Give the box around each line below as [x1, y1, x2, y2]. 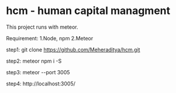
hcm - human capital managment [6, 4, 171, 18]
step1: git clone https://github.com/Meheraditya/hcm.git [6, 46, 140, 53]
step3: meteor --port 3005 [6, 68, 70, 75]
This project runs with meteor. [6, 23, 78, 30]
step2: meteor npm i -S [6, 57, 62, 64]
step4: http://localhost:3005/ [6, 80, 76, 87]
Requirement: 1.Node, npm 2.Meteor [6, 35, 94, 42]
